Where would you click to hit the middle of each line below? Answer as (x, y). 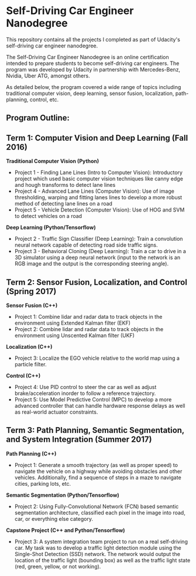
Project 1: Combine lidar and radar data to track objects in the (88, 316)
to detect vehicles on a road (48, 216)
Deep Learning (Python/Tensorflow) (51, 227)
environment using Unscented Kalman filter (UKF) (74, 335)
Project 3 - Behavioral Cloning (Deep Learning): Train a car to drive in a (100, 251)
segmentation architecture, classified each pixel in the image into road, (100, 512)
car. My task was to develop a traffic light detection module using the (98, 548)
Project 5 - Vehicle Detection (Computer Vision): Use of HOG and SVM (99, 210)
